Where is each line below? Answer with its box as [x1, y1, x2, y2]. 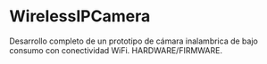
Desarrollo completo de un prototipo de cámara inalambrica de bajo [9, 36, 259, 46]
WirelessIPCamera [9, 6, 151, 27]
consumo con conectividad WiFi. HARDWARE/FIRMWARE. [9, 44, 223, 55]
